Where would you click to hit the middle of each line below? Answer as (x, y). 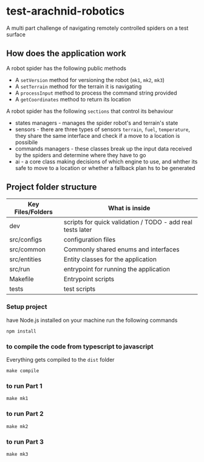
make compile (23, 371)
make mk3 (17, 454)
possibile (26, 142)
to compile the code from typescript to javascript (80, 346)
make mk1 (17, 399)
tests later (78, 229)
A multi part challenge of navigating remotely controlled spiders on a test (97, 28)
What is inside (129, 208)
